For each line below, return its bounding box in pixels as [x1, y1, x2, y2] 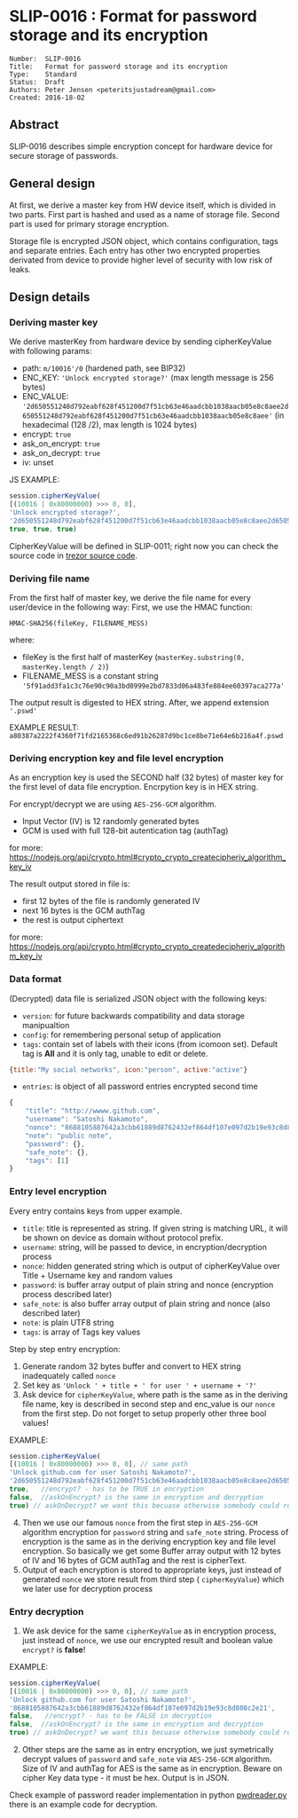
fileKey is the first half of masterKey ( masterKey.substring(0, [21, 651, 246, 662]
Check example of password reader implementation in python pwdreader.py [9, 1790, 287, 1800]
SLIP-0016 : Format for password [9, 6, 257, 27]
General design [9, 176, 96, 192]
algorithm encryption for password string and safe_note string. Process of [21, 1526, 289, 1537]
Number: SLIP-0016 [9, 54, 82, 63]
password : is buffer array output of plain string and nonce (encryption [21, 1279, 274, 1290]
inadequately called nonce [21, 1370, 116, 1381]
